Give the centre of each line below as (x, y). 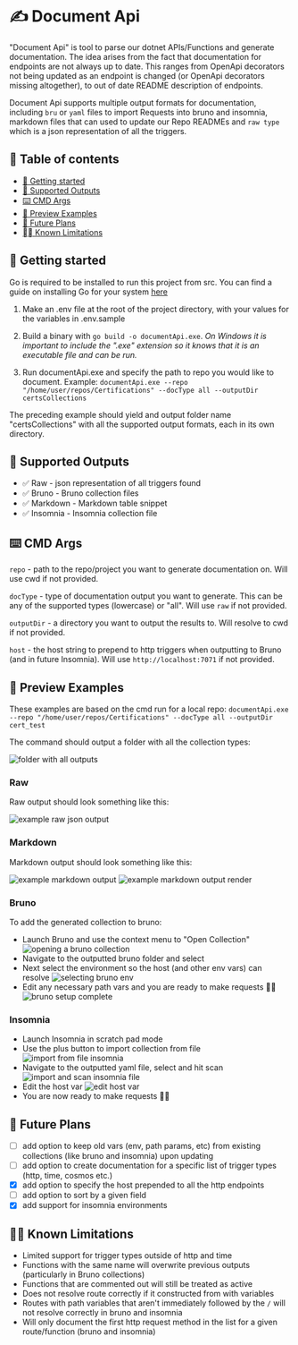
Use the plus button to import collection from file (111, 1049)
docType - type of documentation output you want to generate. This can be (146, 596)
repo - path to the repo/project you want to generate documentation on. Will (149, 569)
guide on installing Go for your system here (88, 292)
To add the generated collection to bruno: (86, 922)
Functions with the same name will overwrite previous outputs (136, 1265)
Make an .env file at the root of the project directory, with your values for (156, 309)
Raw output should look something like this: (89, 802)
